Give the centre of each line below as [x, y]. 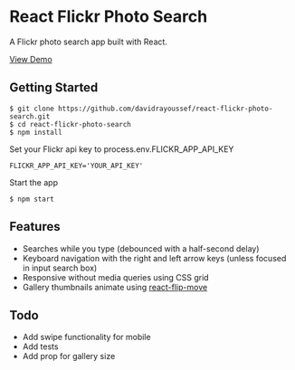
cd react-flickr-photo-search [74, 124]
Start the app [34, 182]
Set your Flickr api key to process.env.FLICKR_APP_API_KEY [122, 149]
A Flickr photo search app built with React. [88, 42]
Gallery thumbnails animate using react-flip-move [115, 287]
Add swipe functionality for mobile [86, 337]
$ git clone [32, 109]
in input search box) [60, 268]
